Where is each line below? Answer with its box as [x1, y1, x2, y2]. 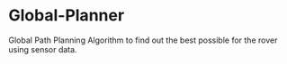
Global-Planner [8, 5, 125, 26]
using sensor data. [8, 44, 77, 54]
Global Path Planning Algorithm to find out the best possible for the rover [8, 35, 278, 45]
